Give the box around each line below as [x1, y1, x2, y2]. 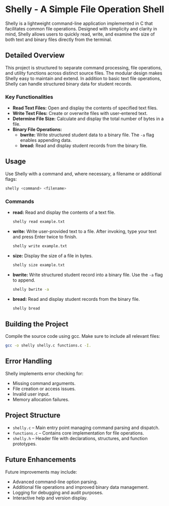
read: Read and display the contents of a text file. [12, 209, 116, 216]
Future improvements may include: [5, 469, 77, 475]
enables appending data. [20, 137, 72, 143]
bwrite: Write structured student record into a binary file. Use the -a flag [12, 271, 163, 278]
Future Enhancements [5, 455, 77, 464]
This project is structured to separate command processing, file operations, [5, 64, 162, 70]
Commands [5, 198, 34, 205]
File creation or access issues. [12, 385, 76, 392]
